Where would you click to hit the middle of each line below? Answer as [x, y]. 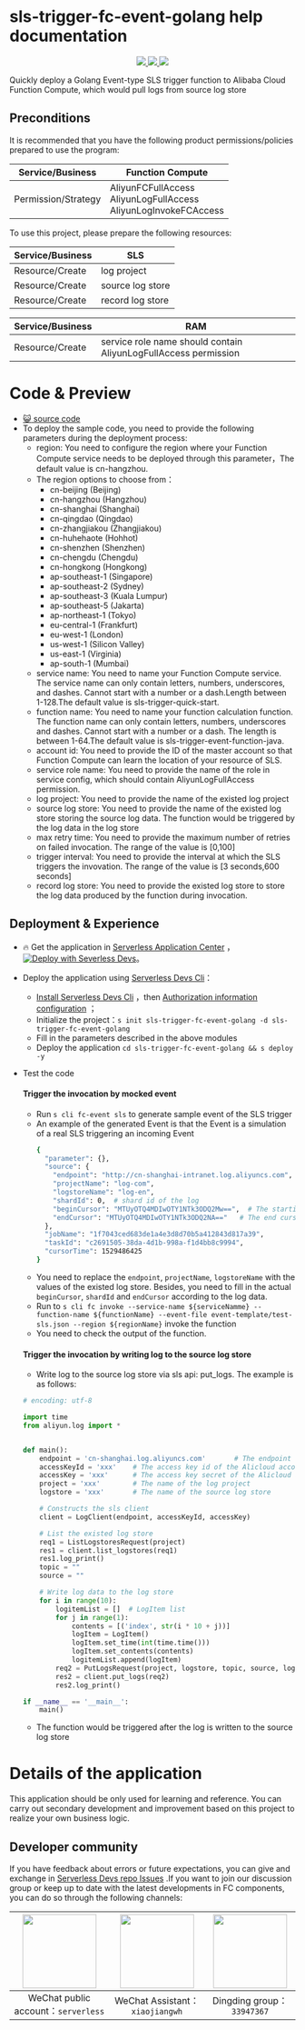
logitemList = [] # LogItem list [121, 1609]
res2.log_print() [88, 1685]
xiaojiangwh [157, 2012]
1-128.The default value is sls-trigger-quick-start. [128, 702]
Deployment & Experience [84, 924]
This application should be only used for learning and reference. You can [146, 1799]
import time [45, 1417]
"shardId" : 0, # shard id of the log [126, 1200]
